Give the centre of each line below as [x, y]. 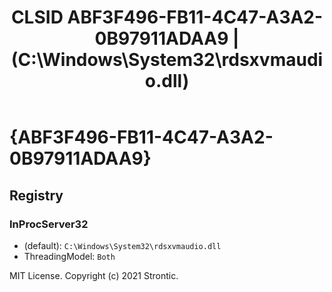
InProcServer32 [49, 224]
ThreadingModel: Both [69, 256]
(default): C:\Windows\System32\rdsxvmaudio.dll [122, 245]
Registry [36, 195]
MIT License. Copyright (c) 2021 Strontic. [94, 275]
